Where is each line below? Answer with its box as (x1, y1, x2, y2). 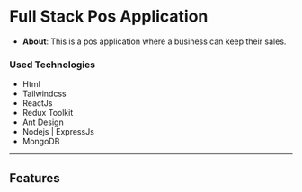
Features (9, 170, 60, 186)
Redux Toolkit (22, 108, 74, 118)
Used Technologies (9, 58, 96, 71)
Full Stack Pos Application (9, 6, 209, 27)
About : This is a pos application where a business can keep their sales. (22, 36, 287, 47)
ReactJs (22, 98, 53, 109)
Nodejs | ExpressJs (22, 127, 94, 137)
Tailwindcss (22, 88, 67, 100)
